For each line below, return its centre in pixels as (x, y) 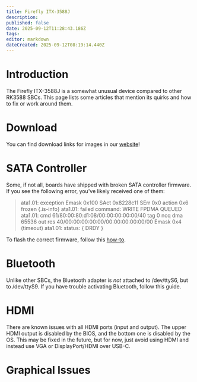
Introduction (37, 74)
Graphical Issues (48, 370)
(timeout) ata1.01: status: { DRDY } (62, 228)
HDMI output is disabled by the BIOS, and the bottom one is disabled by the (99, 333)
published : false (28, 23)
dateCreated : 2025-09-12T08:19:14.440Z (55, 45)
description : (22, 17)
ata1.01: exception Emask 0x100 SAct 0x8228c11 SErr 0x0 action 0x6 (104, 203)
